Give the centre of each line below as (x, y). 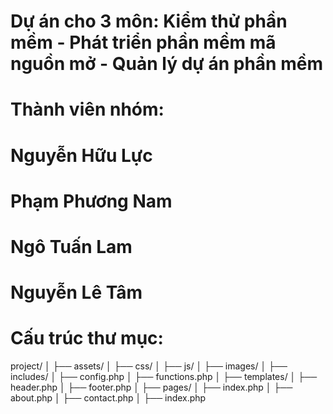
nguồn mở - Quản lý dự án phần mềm (166, 64)
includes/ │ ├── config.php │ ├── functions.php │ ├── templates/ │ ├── (164, 377)
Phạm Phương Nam (91, 201)
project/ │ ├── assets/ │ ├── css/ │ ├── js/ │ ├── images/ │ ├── (149, 366)
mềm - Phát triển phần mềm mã (143, 42)
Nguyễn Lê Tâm (76, 292)
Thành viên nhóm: (87, 109)
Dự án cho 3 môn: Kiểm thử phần (149, 21)
